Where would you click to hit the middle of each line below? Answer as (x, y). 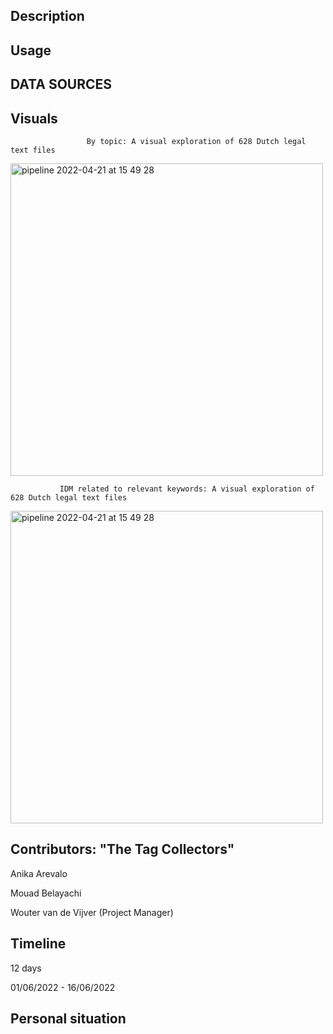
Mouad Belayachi (46, 893)
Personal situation (68, 1018)
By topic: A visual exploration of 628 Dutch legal (196, 141)
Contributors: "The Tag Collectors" (122, 849)
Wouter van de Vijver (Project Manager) (92, 912)
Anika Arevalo (39, 873)
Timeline (38, 944)
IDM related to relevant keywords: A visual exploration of (187, 489)
